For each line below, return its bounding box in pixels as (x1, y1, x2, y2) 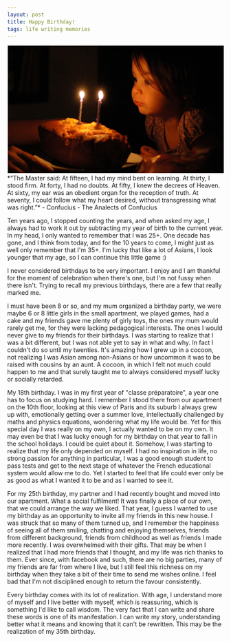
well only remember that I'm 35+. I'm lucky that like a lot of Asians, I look (7, 245, 213, 254)
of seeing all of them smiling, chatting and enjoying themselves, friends (7, 526, 210, 534)
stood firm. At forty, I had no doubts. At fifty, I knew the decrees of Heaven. (7, 181, 221, 189)
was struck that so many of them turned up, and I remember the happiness (7, 519, 219, 527)
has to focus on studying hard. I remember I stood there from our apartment (7, 395, 222, 404)
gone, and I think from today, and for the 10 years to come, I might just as (7, 238, 214, 247)
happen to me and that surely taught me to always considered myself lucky (7, 367, 220, 375)
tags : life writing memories (7, 25, 91, 32)
